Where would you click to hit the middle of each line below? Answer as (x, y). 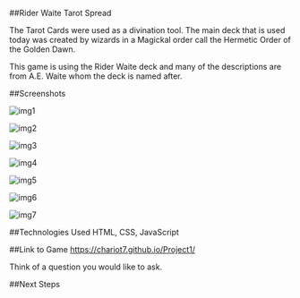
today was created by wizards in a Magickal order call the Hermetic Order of (150, 40)
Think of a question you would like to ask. (86, 267)
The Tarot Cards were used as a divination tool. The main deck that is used (147, 30)
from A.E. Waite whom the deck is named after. (96, 76)
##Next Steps (35, 284)
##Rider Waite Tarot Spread (60, 13)
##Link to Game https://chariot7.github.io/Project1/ (102, 249)
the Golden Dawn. (43, 49)
